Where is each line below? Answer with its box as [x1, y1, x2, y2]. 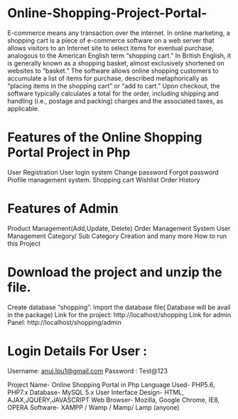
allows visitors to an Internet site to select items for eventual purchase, [7, 43, 215, 52]
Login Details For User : [7, 343, 148, 359]
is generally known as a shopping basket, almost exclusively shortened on [7, 58, 225, 67]
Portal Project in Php [7, 145, 131, 161]
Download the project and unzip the [7, 264, 222, 280]
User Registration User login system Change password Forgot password [7, 167, 219, 176]
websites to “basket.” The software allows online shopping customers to [7, 66, 219, 75]
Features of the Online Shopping [7, 130, 202, 145]
